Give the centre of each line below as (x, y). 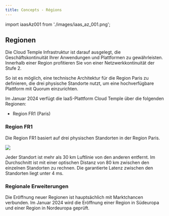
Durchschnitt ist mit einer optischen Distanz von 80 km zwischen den (77, 163)
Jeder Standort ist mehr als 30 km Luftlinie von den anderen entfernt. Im (80, 157)
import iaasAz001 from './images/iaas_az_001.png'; (58, 24)
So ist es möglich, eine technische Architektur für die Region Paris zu (77, 78)
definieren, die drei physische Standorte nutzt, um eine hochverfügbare (80, 83)
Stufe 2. (13, 68)
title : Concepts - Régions (34, 10)
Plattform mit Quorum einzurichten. (42, 89)
